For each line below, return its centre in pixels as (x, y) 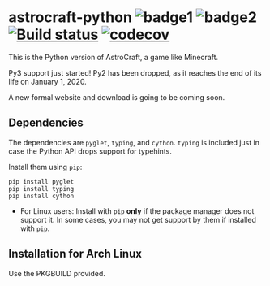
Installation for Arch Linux (75, 254)
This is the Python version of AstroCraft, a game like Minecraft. (114, 57)
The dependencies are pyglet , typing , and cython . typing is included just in (134, 142)
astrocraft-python (70, 17)
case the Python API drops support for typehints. (90, 151)
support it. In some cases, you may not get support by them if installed (138, 219)
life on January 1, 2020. (47, 81)
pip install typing (41, 188)
